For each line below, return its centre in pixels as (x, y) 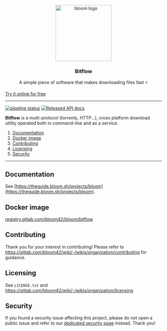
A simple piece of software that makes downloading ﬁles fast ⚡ (83, 83)
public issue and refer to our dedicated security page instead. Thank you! (80, 323)
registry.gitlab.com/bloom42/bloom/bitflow (49, 219)
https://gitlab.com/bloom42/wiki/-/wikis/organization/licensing (69, 290)
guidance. (15, 257)
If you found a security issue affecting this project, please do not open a (79, 318)
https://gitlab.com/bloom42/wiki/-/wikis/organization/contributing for (76, 252)
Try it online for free (26, 94)
